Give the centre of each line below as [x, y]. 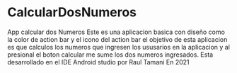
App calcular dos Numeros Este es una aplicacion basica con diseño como [116, 32]
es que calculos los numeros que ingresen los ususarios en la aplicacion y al [118, 47]
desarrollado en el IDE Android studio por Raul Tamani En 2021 [98, 62]
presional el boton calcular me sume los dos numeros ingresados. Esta [110, 55]
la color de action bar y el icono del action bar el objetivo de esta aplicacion [117, 39]
